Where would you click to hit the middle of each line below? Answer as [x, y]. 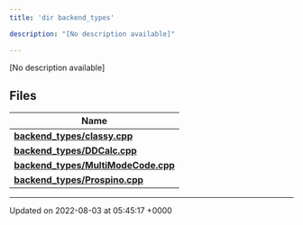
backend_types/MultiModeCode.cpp [95, 166]
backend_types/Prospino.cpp [79, 180]
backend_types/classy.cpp [73, 136]
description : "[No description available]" [92, 34]
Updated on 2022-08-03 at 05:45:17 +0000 [91, 211]
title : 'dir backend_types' [62, 18]
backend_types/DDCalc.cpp [75, 151]
